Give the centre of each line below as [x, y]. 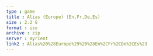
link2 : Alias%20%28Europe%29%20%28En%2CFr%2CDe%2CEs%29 [77, 44]
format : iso [22, 28]
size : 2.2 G [22, 22]
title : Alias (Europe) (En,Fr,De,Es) [53, 17]
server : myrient [27, 38]
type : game [20, 11]
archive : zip [23, 33]
